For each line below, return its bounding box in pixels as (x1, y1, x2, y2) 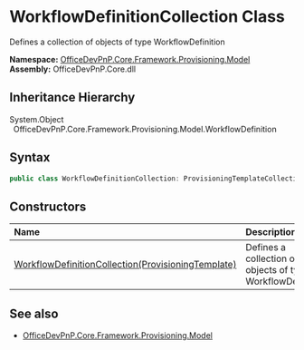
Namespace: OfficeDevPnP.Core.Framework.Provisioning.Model (9, 53, 251, 64)
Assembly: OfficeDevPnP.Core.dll (9, 63, 137, 74)
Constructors (9, 199, 87, 214)
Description (245, 226, 297, 238)
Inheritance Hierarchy (9, 90, 136, 105)
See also (9, 306, 59, 321)
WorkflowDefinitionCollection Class (9, 6, 285, 27)
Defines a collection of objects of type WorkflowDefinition (9, 36, 225, 47)
